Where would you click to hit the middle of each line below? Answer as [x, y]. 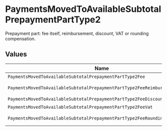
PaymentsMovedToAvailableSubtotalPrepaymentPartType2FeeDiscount [86, 99]
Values [16, 54]
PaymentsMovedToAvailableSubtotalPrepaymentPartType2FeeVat [80, 107]
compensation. [20, 39]
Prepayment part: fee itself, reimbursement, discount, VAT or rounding [77, 33]
